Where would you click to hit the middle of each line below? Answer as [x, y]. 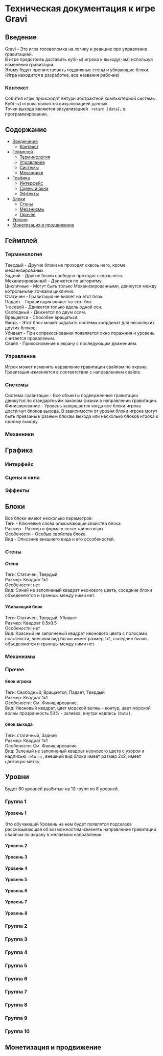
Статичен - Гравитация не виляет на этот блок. [54, 296]
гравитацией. [19, 54]
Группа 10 [17, 1031]
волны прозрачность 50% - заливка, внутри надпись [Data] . [69, 713]
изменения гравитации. [30, 65]
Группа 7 [16, 992]
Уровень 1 [16, 813]
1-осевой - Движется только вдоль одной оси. [54, 307]
